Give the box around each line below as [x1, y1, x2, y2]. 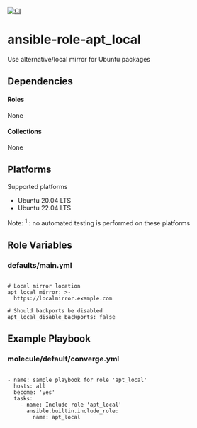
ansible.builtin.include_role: [26, 407, 119, 415]
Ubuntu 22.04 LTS [17, 203, 72, 212]
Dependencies [7, 75, 73, 88]
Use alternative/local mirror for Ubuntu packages [7, 55, 151, 63]
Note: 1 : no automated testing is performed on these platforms [7, 217, 190, 227]
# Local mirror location [7, 282, 81, 290]
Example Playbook [7, 333, 91, 345]
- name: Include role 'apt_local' [20, 401, 122, 408]
